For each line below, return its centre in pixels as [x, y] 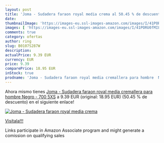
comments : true [20, 32]
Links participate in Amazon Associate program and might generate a [75, 130]
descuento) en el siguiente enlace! [40, 102]
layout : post [18, 10]
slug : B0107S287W [23, 46]
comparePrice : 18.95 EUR [30, 69]
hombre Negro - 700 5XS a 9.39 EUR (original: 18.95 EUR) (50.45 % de [76, 97]
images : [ [15, 28]
